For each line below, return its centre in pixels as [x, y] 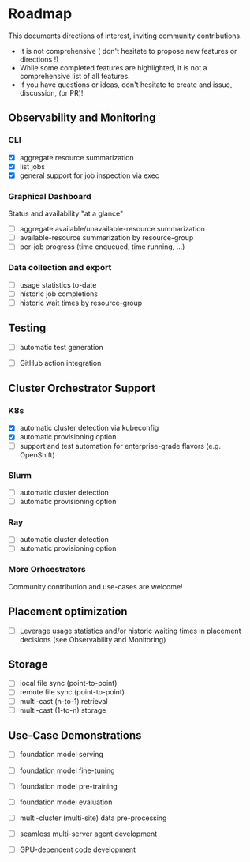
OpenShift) [37, 454]
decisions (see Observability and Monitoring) [93, 639]
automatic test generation [62, 347]
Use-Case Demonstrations [75, 736]
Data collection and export [60, 268]
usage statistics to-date [58, 284]
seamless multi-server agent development [88, 834]
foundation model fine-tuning [67, 770]
